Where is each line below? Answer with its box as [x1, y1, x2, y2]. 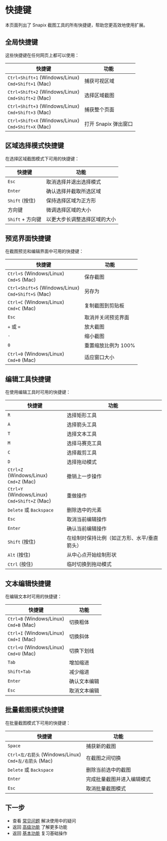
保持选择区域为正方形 [46, 197, 96, 204]
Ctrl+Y [7, 487, 23, 492]
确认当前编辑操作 [67, 525, 107, 532]
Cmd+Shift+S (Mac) [7, 291, 51, 298]
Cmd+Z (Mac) [7, 478, 36, 485]
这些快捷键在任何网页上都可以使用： [5, 52, 80, 58]
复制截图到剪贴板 [84, 302, 125, 309]
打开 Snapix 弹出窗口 [84, 120, 133, 127]
